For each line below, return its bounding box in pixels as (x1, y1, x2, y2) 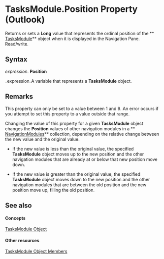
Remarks (5, 93, 33, 101)
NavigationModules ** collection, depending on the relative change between (5, 131, 159, 137)
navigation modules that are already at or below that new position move (12, 156, 158, 162)
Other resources (5, 237, 39, 243)
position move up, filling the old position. (12, 187, 95, 193)
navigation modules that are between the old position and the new (12, 182, 147, 188)
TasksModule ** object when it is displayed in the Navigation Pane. (5, 36, 140, 42)
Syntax (5, 55, 28, 64)
